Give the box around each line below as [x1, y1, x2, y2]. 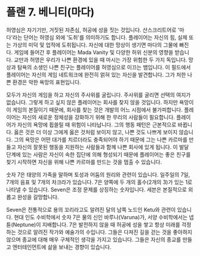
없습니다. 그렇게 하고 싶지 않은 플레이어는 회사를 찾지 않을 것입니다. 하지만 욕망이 [6, 98, 194, 106]
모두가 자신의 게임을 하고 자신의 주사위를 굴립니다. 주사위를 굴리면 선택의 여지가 [6, 91, 191, 98]
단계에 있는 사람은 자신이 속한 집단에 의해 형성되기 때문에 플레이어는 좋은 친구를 [6, 150, 191, 158]
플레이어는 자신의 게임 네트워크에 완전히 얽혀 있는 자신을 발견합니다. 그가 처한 [6, 71, 186, 78]
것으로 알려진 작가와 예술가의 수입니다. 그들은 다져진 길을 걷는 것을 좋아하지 [17, 228, 193, 236]
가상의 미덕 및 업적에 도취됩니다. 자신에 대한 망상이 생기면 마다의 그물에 [12, 41, 178, 48]
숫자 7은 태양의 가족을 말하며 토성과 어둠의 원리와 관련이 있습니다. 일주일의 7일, [6, 171, 190, 178]
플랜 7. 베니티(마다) [6, 5, 94, 19]
